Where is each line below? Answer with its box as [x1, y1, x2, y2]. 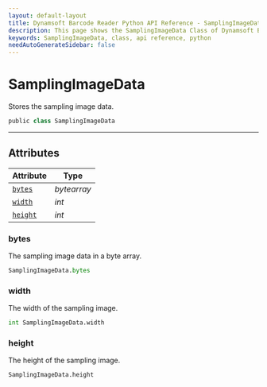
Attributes [8, 146, 60, 160]
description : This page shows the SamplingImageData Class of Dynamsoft [8, 26, 254, 34]
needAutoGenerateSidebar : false [8, 41, 115, 49]
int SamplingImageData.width [8, 319, 105, 327]
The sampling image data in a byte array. [8, 251, 142, 261]
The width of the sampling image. [8, 304, 118, 313]
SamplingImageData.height [8, 371, 94, 379]
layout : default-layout [8, 11, 87, 20]
